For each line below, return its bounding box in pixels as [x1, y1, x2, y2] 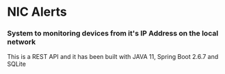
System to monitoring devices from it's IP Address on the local [7, 29, 219, 38]
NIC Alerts [7, 4, 67, 20]
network [7, 37, 36, 47]
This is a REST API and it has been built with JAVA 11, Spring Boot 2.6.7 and [7, 53, 219, 61]
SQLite [7, 60, 26, 69]
